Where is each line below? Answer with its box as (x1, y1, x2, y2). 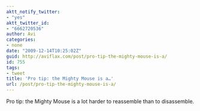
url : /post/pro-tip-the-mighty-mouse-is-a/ (6, 82, 117, 88)
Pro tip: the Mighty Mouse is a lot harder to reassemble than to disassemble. (6, 98, 195, 105)
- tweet (6, 70, 26, 76)
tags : (6, 64, 20, 71)
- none (6, 43, 23, 49)
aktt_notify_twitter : (6, 8, 60, 15)
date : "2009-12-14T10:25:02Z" (6, 48, 82, 54)
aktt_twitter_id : (6, 20, 50, 26)
